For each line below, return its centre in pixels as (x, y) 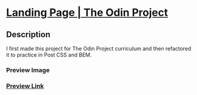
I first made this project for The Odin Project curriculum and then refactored (99, 48)
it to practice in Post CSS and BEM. (49, 55)
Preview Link (25, 86)
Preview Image (28, 70)
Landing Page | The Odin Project (87, 13)
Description (28, 35)
